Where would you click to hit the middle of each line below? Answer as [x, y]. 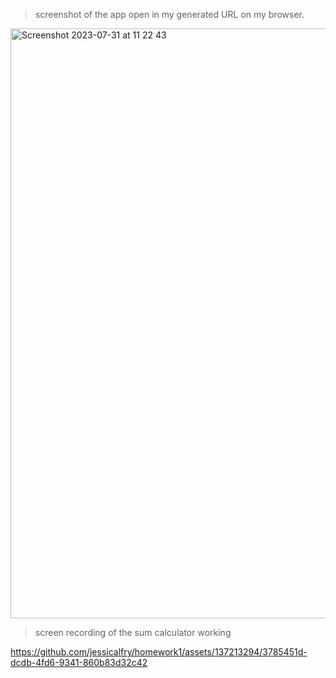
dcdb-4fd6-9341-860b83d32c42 [79, 662]
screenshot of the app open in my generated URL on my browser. [169, 14]
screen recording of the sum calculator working [133, 632]
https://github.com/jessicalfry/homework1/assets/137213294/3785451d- [159, 652]
